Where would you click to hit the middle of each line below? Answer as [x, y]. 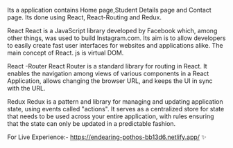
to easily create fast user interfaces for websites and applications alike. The [115, 45]
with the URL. [26, 88]
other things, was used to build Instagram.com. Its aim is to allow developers [116, 38]
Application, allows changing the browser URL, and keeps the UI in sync [110, 81]
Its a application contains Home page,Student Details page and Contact [109, 10]
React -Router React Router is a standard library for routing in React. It [107, 66]
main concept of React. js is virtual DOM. [66, 53]
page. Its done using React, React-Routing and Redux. [84, 17]
